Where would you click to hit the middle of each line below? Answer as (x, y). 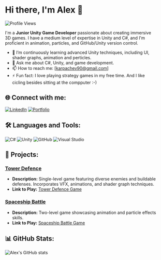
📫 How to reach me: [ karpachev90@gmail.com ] (60, 68)
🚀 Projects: (22, 154)
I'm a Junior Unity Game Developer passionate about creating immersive (78, 32)
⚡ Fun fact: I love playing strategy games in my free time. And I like (78, 75)
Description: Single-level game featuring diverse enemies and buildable (84, 179)
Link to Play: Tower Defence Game (47, 189)
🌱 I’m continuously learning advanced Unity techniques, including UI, (81, 52)
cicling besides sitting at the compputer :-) (54, 82)
